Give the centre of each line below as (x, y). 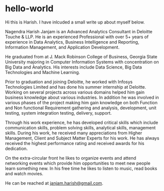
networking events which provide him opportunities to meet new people (78, 163)
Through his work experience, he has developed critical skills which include (82, 122)
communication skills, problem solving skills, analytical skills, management (80, 127)
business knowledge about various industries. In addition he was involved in (82, 97)
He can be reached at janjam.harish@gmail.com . (54, 183)
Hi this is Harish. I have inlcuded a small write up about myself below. (75, 22)
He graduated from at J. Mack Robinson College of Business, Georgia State (81, 56)
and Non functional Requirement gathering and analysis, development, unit (81, 108)
